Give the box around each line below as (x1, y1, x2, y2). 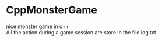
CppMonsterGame (6, 3, 97, 17)
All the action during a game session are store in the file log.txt (6, 29, 156, 36)
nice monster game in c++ (6, 23, 69, 30)
